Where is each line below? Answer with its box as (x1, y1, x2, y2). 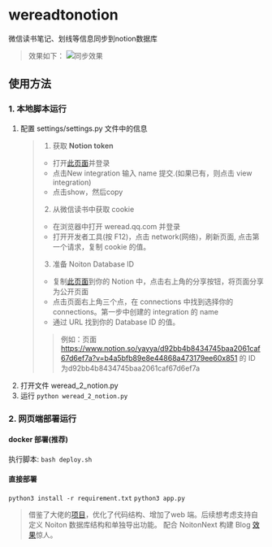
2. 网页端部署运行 (8, 413, 77, 424)
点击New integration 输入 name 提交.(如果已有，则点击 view (52, 168, 253, 178)
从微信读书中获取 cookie (52, 204, 135, 214)
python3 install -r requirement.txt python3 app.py (8, 494, 185, 502)
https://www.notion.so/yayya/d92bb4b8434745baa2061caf (60, 343, 261, 353)
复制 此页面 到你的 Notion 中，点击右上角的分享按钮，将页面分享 (52, 276, 264, 286)
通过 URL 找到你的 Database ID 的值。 (52, 317, 180, 327)
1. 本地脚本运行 (8, 103, 67, 115)
